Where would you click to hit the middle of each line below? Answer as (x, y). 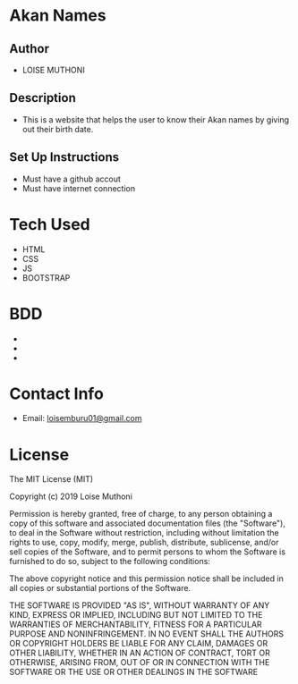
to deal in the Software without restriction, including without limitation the (144, 533)
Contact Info (57, 393)
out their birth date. (58, 129)
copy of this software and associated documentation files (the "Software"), (148, 523)
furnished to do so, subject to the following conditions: (110, 562)
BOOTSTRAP (46, 277)
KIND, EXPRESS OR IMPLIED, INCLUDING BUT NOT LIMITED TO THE (136, 615)
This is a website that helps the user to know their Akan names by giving (155, 119)
